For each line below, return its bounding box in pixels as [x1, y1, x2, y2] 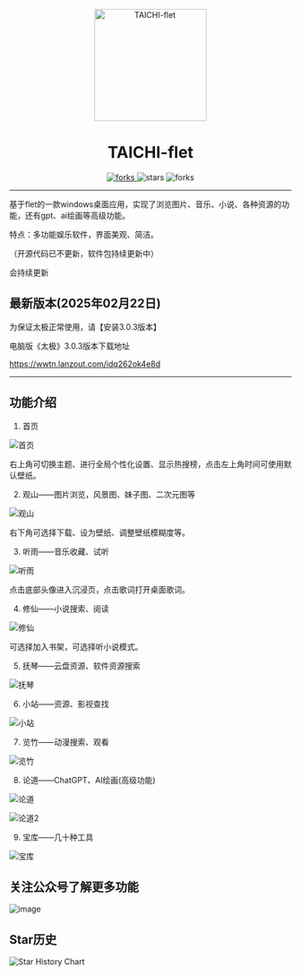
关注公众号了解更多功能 [9, 879, 139, 894]
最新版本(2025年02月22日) [9, 296, 161, 311]
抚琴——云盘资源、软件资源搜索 [21, 660, 141, 671]
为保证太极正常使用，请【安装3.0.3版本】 [9, 321, 161, 332]
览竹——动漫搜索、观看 [21, 736, 109, 747]
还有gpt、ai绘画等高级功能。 [24, 210, 130, 220]
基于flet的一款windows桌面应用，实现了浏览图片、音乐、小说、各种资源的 [9, 198, 282, 210]
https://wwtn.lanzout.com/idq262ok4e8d [9, 358, 161, 369]
